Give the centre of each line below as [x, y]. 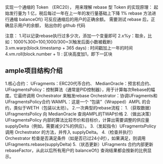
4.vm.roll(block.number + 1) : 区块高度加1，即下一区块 [59, 54]
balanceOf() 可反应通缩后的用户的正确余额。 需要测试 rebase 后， [85, 19]
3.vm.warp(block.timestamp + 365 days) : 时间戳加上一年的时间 [69, 48]
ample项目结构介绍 [34, 71]
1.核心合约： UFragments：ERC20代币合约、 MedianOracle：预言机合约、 [79, 83]
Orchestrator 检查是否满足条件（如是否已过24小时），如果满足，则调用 [75, 138]
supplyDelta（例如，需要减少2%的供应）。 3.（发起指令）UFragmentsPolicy [81, 126]
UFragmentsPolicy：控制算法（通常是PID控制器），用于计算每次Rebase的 [78, 90]
